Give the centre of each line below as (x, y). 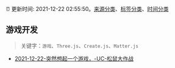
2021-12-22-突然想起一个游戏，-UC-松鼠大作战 (74, 58)
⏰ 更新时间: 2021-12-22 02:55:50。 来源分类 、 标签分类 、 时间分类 (87, 9)
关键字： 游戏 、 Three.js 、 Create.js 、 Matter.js (79, 46)
